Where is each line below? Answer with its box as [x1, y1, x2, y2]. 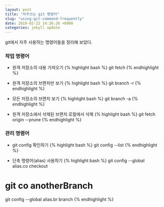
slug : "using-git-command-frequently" [5, 16, 84, 21]
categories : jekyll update [5, 25, 60, 30]
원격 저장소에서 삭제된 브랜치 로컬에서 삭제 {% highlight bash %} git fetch [12, 111, 156, 117]
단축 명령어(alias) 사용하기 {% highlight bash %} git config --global [12, 157, 145, 164]
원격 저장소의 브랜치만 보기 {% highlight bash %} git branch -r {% [12, 80, 141, 86]
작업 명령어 [5, 53, 30, 60]
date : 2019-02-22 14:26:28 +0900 [5, 21, 73, 26]
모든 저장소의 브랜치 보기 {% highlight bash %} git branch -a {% [12, 96, 139, 102]
